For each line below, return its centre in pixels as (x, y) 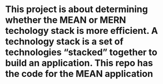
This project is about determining (77, 9)
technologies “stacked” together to (81, 52)
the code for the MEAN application (79, 74)
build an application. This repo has (79, 63)
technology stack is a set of (65, 42)
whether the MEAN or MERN (66, 20)
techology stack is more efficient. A (82, 31)
